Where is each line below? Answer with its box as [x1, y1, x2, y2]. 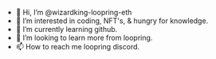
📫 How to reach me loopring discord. [15, 42, 140, 51]
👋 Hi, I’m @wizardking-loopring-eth [15, 8, 132, 17]
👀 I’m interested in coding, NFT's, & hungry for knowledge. [15, 16, 209, 26]
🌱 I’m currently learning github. [15, 25, 118, 33]
